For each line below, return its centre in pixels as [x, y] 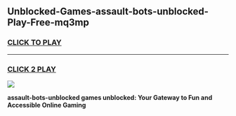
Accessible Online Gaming [47, 105]
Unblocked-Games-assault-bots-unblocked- [108, 12]
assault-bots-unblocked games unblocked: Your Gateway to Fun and [110, 97]
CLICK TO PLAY [34, 43]
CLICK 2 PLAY [32, 69]
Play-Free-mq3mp [48, 23]
